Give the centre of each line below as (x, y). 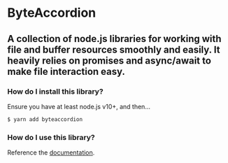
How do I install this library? (55, 91)
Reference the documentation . (51, 153)
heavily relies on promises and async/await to (109, 61)
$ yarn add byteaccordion (45, 119)
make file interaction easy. (66, 71)
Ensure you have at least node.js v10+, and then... (79, 106)
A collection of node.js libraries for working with (114, 39)
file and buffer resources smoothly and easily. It (114, 49)
